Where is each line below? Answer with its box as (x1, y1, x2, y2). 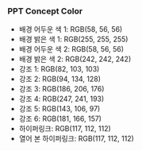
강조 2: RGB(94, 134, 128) (18, 74, 101, 84)
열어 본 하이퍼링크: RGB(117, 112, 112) (18, 134, 134, 144)
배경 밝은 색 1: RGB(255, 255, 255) (18, 34, 129, 45)
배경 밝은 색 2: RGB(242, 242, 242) (18, 54, 132, 64)
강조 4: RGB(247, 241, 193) (18, 94, 105, 104)
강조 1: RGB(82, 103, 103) (18, 64, 100, 74)
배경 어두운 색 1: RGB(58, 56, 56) (18, 25, 123, 34)
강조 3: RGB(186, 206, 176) (18, 84, 105, 94)
